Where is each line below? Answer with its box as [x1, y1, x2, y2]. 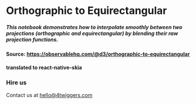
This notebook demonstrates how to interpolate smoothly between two [6, 23, 183, 30]
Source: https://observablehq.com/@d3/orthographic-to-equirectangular [6, 51, 190, 58]
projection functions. [6, 36, 58, 43]
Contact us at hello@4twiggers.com [6, 92, 93, 99]
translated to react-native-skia [6, 64, 82, 71]
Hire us [6, 78, 27, 87]
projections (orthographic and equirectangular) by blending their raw [6, 30, 178, 37]
